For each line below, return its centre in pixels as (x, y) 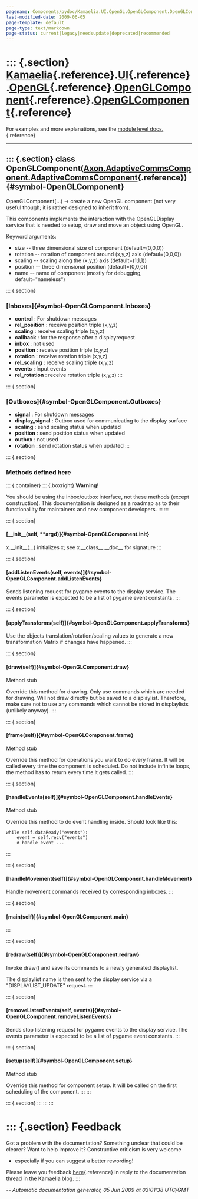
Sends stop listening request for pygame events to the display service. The (97, 1029)
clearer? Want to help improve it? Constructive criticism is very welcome (94, 1149)
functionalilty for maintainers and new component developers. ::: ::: (88, 509)
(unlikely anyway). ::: (31, 710)
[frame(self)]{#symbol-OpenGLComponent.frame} (70, 735)
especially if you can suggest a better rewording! (74, 1161)
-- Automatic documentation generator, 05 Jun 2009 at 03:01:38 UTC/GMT (98, 1190)
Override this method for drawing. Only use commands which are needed (95, 691)
